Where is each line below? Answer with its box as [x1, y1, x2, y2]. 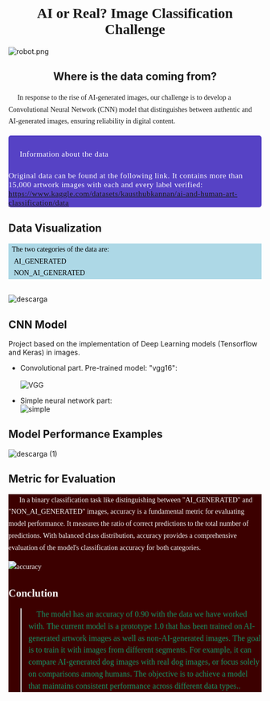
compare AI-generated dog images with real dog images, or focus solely [27, 657, 260, 667]
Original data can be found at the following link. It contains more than [8, 170, 243, 180]
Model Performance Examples [8, 428, 163, 441]
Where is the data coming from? [53, 70, 217, 84]
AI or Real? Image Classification [37, 5, 233, 22]
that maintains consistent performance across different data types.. [27, 681, 241, 691]
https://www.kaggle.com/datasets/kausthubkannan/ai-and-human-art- [8, 188, 238, 198]
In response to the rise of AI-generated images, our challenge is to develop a [17, 93, 231, 101]
